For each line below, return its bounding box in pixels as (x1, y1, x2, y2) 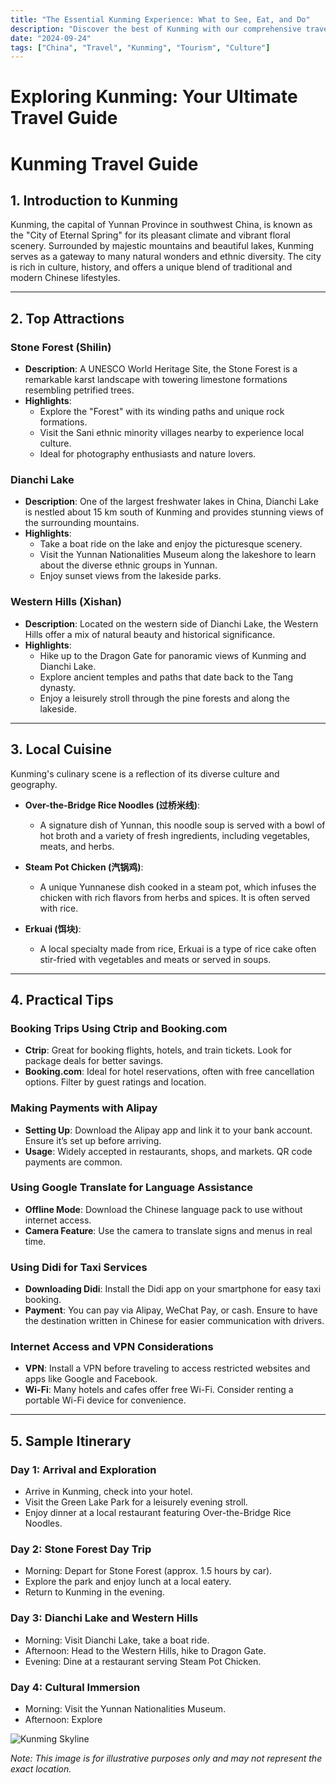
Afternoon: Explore (24, 1713, 103, 1725)
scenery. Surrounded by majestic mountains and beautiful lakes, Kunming (10, 240, 315, 252)
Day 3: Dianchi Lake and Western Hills (10, 1611, 199, 1625)
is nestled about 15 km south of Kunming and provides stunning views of (24, 506, 324, 518)
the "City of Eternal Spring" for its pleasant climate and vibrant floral (10, 229, 291, 241)
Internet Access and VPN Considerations (10, 1340, 214, 1354)
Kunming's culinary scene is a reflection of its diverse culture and (10, 767, 280, 780)
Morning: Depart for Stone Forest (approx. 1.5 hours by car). (24, 1565, 273, 1577)
